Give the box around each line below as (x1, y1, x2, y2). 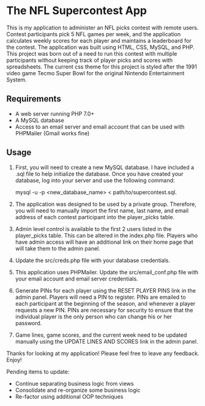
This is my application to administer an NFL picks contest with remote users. (6, 24, 199, 31)
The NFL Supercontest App (6, 4, 147, 18)
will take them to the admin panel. (15, 244, 101, 252)
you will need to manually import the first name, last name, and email (15, 206, 188, 214)
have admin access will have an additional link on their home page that (15, 238, 194, 246)
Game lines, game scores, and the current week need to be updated (15, 331, 187, 339)
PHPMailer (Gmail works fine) (15, 129, 90, 137)
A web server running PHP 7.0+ (15, 110, 95, 117)
